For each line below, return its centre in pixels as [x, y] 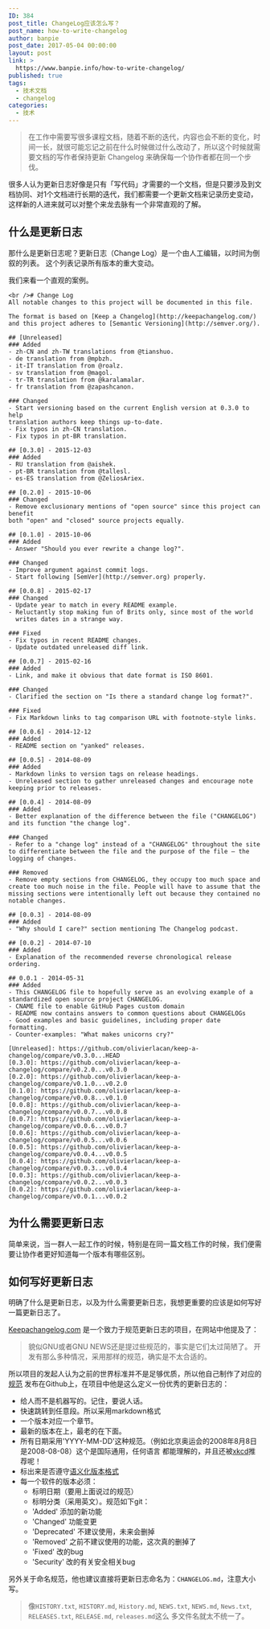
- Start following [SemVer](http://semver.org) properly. [107, 577]
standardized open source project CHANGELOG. [86, 999]
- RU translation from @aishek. [62, 464]
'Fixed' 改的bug [58, 1552]
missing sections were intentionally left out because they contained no [135, 894]
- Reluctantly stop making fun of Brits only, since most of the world [131, 612]
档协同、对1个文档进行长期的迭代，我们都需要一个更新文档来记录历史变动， [133, 194]
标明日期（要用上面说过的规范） [85, 1491]
